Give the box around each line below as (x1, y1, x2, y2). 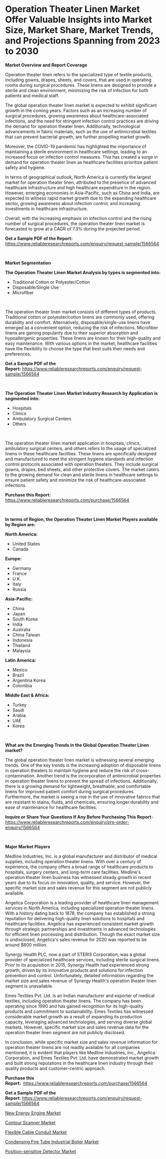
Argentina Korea (12, 677, 46, 683)
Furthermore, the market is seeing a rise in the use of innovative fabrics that (5, 794, 160, 800)
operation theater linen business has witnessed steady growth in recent (5, 874, 151, 880)
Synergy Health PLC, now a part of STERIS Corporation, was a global (5, 951, 146, 957)
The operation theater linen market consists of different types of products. (5, 309, 157, 315)
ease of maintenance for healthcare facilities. (5, 804, 98, 810)
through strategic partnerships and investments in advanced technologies (5, 926, 156, 932)
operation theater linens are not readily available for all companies (5, 1044, 140, 1050)
